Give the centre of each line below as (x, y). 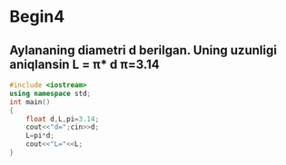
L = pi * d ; (40, 136)
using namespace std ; (50, 93)
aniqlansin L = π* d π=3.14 (85, 64)
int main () (30, 102)
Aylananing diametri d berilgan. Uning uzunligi (143, 50)
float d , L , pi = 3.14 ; (63, 119)
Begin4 (37, 17)
